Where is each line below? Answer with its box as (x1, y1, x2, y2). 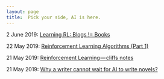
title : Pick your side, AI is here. (6, 14, 101, 20)
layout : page (6, 8, 39, 15)
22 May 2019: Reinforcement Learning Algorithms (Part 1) (6, 42, 149, 50)
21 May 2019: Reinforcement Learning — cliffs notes (6, 54, 134, 61)
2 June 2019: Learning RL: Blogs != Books (6, 31, 110, 38)
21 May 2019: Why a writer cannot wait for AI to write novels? (6, 65, 158, 72)
